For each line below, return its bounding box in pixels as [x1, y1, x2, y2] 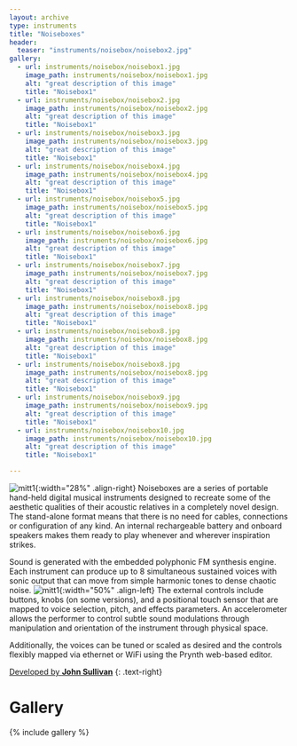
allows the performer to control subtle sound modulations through [9, 614, 250, 623]
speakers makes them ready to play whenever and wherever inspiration [9, 530, 270, 540]
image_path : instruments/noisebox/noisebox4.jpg [25, 170, 208, 179]
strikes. [9, 539, 36, 550]
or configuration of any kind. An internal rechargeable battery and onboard [9, 520, 282, 531]
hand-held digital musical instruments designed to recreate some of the [9, 492, 271, 503]
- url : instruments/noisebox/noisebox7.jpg [17, 261, 180, 270]
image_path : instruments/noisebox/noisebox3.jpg [25, 137, 208, 146]
